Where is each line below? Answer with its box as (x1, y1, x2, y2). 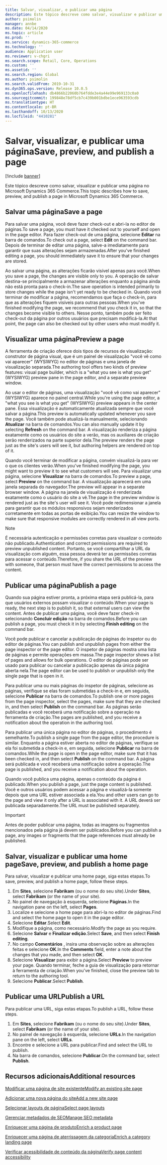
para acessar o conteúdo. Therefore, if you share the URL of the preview (5, 556, 153, 562)
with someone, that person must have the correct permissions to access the (5, 562, 162, 568)
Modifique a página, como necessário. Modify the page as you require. (12, 925, 157, 931)
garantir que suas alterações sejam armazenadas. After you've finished (5, 247, 150, 253)
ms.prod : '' (5, 35, 30, 40)
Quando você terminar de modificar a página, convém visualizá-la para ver (5, 457, 159, 463)
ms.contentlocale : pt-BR (5, 105, 57, 110)
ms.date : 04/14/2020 (5, 26, 48, 31)
